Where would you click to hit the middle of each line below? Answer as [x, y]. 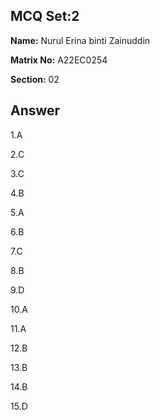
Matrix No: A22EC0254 [59, 60]
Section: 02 [35, 79]
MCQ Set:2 [45, 16]
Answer [35, 110]
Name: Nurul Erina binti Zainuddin [80, 40]
